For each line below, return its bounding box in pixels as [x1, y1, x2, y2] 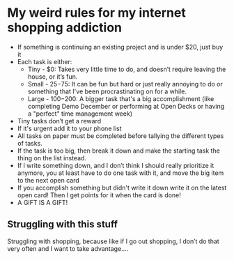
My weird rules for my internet [7, 5, 186, 21]
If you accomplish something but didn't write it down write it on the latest [17, 183, 227, 192]
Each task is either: [17, 57, 72, 66]
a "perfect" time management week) [27, 109, 132, 118]
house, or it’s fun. [27, 72, 78, 81]
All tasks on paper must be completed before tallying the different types [17, 131, 224, 140]
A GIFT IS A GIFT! [17, 198, 68, 206]
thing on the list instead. [17, 153, 87, 162]
